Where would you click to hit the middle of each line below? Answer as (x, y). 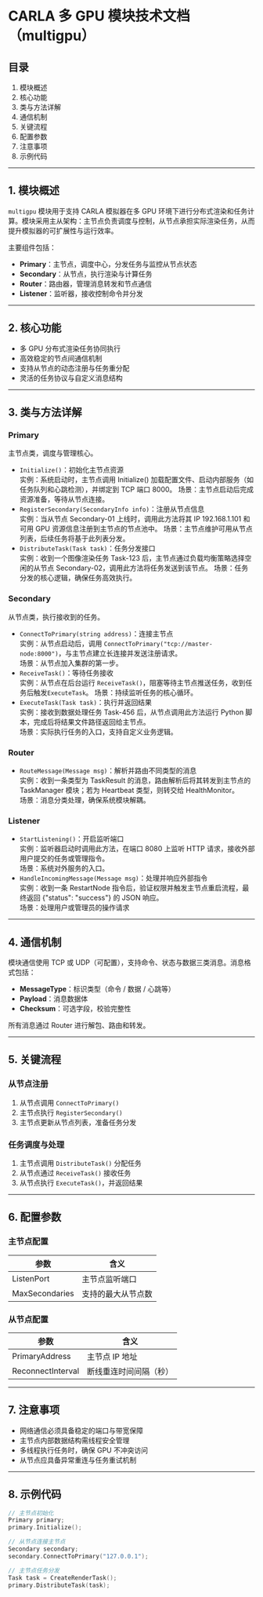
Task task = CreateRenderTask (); (63, 1578)
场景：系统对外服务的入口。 (64, 868)
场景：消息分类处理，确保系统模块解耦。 (85, 800)
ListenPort (31, 1278)
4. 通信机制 (35, 942)
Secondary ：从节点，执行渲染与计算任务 (86, 274)
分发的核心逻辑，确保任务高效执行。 (78, 578)
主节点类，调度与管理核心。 (53, 453)
